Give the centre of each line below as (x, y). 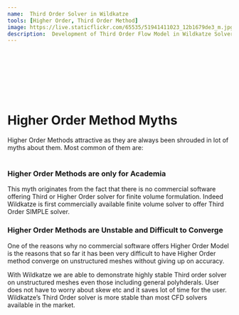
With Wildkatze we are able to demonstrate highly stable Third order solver (117, 274)
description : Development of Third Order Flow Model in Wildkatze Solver (121, 34)
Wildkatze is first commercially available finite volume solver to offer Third (116, 204)
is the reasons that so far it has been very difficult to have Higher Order (112, 253)
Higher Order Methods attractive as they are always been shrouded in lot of (118, 140)
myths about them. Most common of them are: (75, 148)
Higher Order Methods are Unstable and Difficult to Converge (115, 230)
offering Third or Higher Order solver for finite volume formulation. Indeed (116, 197)
